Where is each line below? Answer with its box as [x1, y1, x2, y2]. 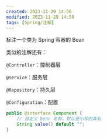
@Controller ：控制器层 [6, 61, 61, 68]
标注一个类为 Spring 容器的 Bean [6, 36, 85, 43]
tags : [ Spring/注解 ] [6, 19, 54, 25]
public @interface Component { [6, 110, 82, 116]
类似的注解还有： [6, 49, 47, 56]
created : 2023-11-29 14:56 [6, 8, 72, 15]
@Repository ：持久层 [6, 86, 56, 93]
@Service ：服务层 [6, 74, 48, 81]
